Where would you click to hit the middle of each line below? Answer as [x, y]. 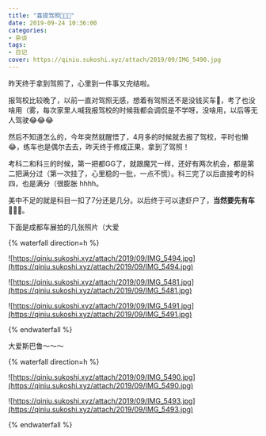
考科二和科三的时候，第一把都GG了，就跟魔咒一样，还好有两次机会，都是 [128, 163]
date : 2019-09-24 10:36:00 [53, 23]
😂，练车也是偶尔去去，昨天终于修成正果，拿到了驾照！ [99, 147]
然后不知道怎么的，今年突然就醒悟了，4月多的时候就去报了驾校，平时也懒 [129, 136]
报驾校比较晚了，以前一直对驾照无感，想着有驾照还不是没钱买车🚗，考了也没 [132, 100]
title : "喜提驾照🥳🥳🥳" [42, 15]
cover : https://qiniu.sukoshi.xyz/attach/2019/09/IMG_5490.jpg [115, 60]
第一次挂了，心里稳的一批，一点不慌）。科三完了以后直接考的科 [152, 173]
